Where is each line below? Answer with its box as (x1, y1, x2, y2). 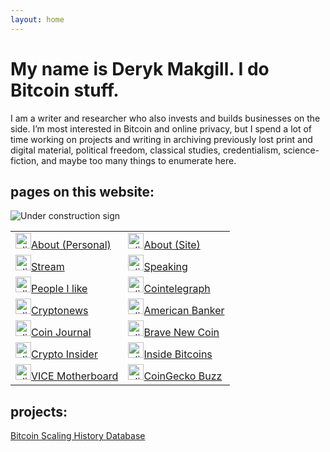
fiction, (10, 154, 40, 166)
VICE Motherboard (31, 369, 119, 383)
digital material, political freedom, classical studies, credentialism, (10, 144, 282, 156)
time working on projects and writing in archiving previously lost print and (10, 133, 313, 145)
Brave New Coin (143, 326, 220, 340)
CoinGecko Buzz (143, 369, 223, 383)
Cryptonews (31, 304, 89, 318)
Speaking (143, 260, 188, 274)
